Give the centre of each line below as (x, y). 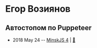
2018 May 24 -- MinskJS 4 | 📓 (44, 40)
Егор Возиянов (38, 9)
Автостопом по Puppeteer (48, 28)
